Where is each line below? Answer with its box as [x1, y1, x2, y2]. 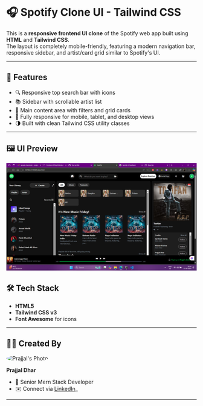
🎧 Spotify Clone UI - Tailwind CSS [6, 5, 181, 19]
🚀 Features [6, 72, 48, 83]
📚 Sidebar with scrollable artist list [14, 98, 102, 105]
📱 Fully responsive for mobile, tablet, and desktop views [14, 113, 155, 120]
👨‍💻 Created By [6, 339, 62, 349]
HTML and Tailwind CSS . [6, 36, 69, 43]
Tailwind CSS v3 [14, 308, 57, 316]
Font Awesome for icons [14, 315, 77, 322]
